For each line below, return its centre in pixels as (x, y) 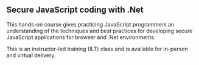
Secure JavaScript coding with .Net (75, 10)
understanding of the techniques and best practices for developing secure (100, 31)
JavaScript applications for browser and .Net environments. (81, 37)
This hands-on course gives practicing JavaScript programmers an (90, 24)
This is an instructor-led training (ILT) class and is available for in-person (97, 49)
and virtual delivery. (31, 55)
